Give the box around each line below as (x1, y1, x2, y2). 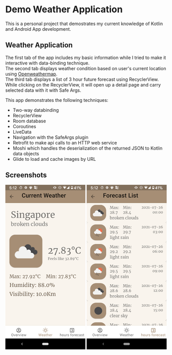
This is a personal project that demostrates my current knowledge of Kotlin (5, 20, 163, 27)
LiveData (12, 129, 32, 135)
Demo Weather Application (5, 4, 123, 15)
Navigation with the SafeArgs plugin (12, 134, 89, 140)
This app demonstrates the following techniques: (5, 97, 109, 103)
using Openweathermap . (5, 71, 58, 77)
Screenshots (5, 171, 47, 180)
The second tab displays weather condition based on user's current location (5, 65, 166, 71)
